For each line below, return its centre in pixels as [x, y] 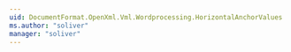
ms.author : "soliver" [49, 26]
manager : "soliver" [45, 33]
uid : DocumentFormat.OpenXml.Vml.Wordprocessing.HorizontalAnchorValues [146, 17]
